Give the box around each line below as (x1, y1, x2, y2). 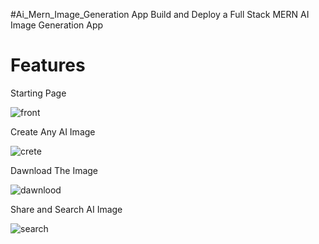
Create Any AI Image (10, 125, 96, 138)
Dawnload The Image (10, 164, 99, 176)
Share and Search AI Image (10, 203, 123, 215)
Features (10, 54, 86, 77)
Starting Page (10, 87, 67, 99)
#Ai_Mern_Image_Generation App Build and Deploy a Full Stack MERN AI (10, 9, 310, 20)
